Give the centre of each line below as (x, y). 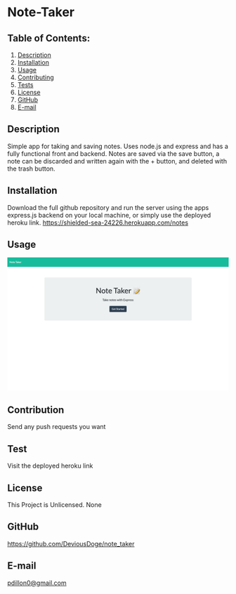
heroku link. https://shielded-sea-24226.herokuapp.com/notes (98, 223)
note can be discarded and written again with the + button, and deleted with (117, 161)
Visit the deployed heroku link (50, 466)
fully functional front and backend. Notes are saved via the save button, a (113, 153)
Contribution (36, 410)
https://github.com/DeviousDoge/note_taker (71, 543)
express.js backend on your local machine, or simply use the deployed (109, 215)
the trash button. (31, 169)
